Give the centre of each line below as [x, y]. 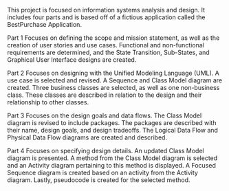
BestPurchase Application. [45, 24]
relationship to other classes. [48, 102]
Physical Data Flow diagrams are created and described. [87, 137]
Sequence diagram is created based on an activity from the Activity [102, 172]
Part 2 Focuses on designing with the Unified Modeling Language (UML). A [113, 73]
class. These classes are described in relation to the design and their [105, 95]
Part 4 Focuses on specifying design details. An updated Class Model [106, 151]
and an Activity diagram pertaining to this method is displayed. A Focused [112, 165]
